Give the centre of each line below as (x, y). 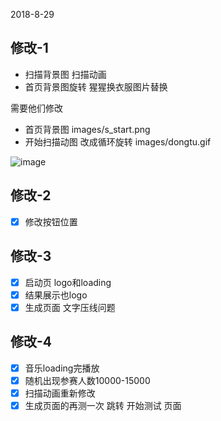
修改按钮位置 (51, 221)
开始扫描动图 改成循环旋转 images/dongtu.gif (118, 141)
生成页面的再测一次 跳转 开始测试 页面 (103, 405)
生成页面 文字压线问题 (70, 307)
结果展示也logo (56, 295)
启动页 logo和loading (68, 282)
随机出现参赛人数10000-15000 (87, 380)
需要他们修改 (36, 108)
